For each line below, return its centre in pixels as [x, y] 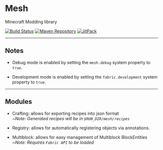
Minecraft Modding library [31, 22]
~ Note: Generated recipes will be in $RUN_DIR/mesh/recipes [71, 118]
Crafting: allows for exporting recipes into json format [65, 113]
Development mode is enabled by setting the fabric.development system [85, 77]
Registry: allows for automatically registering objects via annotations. [81, 128]
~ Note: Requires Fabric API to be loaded [53, 142]
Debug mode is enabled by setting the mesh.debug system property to [81, 62]
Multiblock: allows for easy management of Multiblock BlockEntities [80, 137]
